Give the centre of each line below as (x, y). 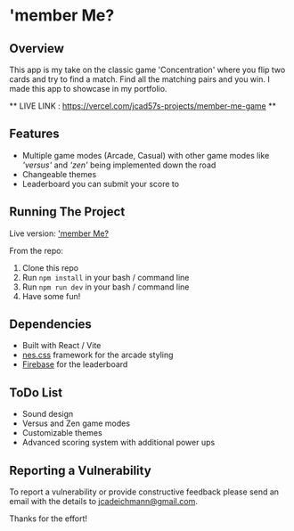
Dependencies (50, 325)
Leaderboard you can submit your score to (101, 184)
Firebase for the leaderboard (75, 364)
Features (34, 134)
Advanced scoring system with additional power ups (118, 443)
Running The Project (67, 212)
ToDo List (36, 392)
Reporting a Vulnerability (80, 470)
